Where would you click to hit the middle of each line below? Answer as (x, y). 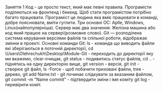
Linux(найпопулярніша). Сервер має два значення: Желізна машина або (80, 28)
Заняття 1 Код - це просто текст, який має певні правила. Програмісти (78, 7)
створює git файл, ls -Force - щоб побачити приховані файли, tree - (75, 69)
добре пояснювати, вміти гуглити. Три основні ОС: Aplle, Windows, (75, 22)
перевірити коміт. (23, 84)
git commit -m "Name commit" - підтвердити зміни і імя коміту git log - (78, 79)
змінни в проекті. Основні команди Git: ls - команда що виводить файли (80, 43)
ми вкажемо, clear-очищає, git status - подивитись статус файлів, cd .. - (80, 59)
